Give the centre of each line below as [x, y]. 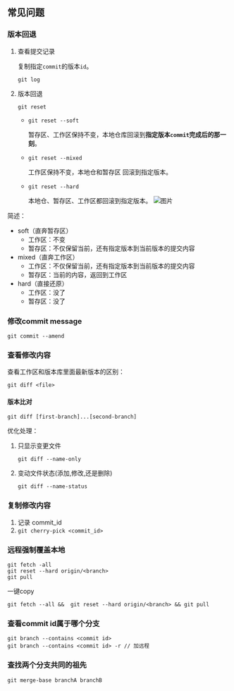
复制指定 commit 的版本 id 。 [55, 66]
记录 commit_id [39, 522]
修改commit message [45, 321]
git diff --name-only [49, 459]
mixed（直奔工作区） [48, 257]
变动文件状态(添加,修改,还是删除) [65, 473]
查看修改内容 [29, 355]
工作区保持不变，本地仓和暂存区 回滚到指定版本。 [100, 172]
